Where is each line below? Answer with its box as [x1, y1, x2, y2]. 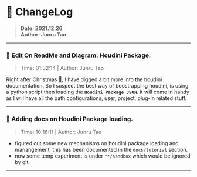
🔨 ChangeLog [6, 5, 73, 19]
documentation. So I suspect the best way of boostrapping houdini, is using [6, 82, 189, 89]
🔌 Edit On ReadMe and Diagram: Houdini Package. [6, 51, 151, 59]
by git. [14, 158, 30, 165]
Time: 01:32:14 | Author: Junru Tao [20, 65, 104, 72]
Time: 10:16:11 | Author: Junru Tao [20, 128, 102, 135]
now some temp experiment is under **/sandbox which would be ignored [14, 152, 191, 159]
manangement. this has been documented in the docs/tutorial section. [14, 146, 188, 153]
